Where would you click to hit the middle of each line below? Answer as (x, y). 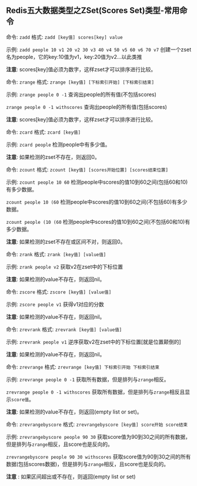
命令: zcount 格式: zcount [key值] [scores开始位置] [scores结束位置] (87, 169)
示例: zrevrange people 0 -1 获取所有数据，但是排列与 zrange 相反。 (88, 379)
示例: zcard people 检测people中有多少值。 (58, 144)
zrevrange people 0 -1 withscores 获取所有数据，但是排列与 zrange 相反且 (96, 392)
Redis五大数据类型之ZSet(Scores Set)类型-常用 (93, 11)
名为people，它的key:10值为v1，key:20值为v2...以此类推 (74, 57)
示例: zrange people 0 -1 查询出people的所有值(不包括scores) (81, 94)
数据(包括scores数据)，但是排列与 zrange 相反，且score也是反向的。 (88, 464)
